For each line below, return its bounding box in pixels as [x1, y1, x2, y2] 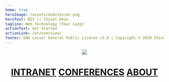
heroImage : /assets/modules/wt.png [5, 12, 80, 17]
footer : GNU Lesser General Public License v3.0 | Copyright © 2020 [5, 36, 152, 41]
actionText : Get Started [5, 26, 57, 31]
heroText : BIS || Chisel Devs [5, 17, 69, 22]
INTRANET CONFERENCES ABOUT [11, 66, 158, 78]
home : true [5, 7, 28, 13]
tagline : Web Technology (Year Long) [5, 21, 84, 27]
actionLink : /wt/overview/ [5, 31, 62, 36]
